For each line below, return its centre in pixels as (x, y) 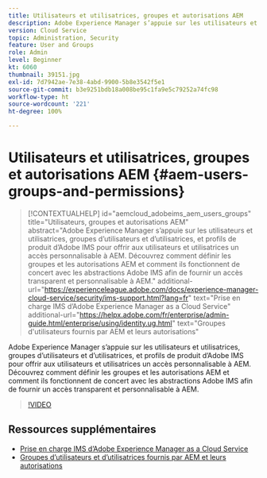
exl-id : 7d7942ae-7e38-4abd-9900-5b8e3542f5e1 (87, 82)
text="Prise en (217, 298)
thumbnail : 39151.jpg (44, 75)
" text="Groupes (199, 323)
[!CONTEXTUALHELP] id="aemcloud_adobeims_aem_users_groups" (139, 213)
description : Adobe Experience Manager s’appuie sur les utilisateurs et (133, 23)
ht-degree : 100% (35, 112)
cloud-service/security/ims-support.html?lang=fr (108, 298)
